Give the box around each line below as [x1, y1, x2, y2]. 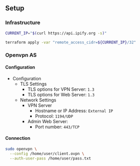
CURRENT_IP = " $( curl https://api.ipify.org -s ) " [5, 30, 107, 36]
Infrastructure [5, 19, 41, 26]
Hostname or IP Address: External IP [35, 107, 113, 114]
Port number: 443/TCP [35, 124, 80, 130]
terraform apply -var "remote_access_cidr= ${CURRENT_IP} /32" [5, 40, 136, 45]
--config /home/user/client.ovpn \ [10, 151, 85, 156]
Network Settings [20, 97, 56, 103]
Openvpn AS [5, 51, 37, 59]
